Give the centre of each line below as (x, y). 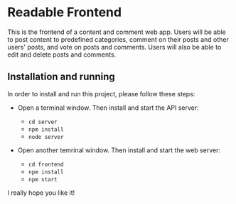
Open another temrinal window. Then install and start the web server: (119, 150)
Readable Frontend (65, 12)
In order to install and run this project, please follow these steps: (101, 93)
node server (46, 137)
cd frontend (46, 164)
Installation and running (61, 77)
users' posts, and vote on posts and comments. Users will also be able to (114, 47)
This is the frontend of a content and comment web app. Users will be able (117, 32)
